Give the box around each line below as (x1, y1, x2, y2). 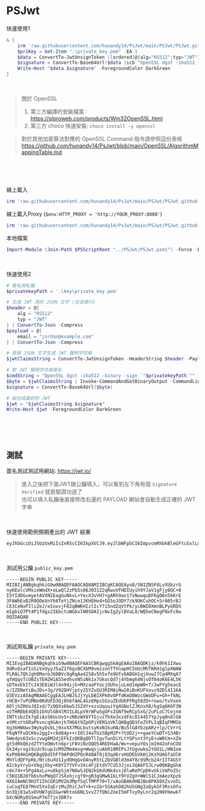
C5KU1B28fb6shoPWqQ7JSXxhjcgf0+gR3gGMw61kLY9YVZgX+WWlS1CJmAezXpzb (6, 773, 182, 779)
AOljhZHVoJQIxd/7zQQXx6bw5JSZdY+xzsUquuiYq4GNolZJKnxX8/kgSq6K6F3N (6, 703, 182, 709)
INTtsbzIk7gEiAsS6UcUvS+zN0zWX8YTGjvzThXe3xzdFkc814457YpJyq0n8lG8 (6, 714, 182, 720)
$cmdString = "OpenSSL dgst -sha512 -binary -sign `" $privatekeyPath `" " (6, 373, 195, 379)
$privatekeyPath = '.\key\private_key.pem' (6, 288, 119, 294)
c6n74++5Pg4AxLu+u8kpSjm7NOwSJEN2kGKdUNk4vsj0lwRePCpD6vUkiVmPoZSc (6, 767, 182, 774)
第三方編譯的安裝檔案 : (30, 108, 87, 115)
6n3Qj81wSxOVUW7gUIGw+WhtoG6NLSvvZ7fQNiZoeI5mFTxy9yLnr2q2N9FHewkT (6, 789, 182, 795)
